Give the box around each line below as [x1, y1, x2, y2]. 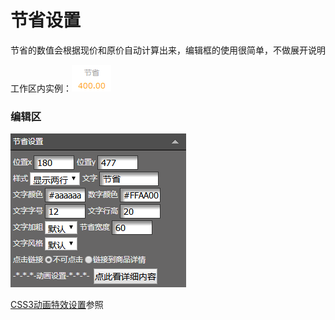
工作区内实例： [10, 82, 72, 94]
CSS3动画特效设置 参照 [10, 299, 104, 311]
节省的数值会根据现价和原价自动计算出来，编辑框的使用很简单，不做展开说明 [10, 44, 326, 56]
